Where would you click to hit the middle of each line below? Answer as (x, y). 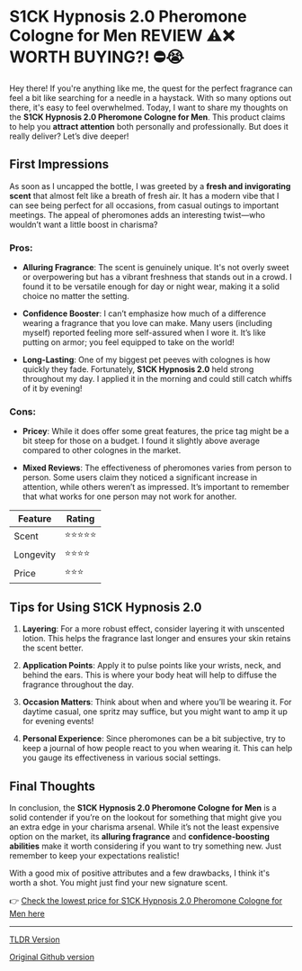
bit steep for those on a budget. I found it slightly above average (141, 441)
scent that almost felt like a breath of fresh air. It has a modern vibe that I (144, 195)
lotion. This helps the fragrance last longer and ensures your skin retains (156, 639)
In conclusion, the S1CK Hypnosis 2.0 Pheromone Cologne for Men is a (143, 807)
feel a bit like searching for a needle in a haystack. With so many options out (151, 97)
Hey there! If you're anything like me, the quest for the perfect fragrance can (151, 88)
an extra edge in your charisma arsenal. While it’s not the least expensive (145, 827)
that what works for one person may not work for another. (129, 496)
